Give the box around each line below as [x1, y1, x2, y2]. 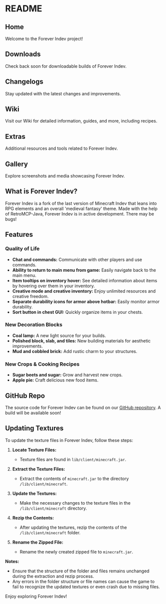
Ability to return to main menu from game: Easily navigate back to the [12, 267, 157, 273]
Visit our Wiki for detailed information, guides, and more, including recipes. [5, 118, 158, 124]
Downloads [5, 50, 41, 58]
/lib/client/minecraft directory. [19, 505, 87, 511]
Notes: [5, 558, 20, 564]
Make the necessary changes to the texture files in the [19, 500, 131, 506]
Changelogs [5, 78, 43, 86]
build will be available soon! [5, 410, 61, 416]
